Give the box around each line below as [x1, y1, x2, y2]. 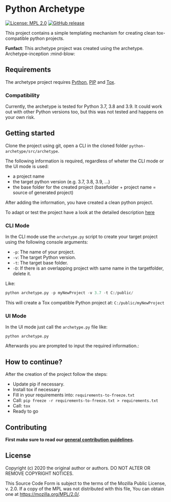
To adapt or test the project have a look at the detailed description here [5, 209, 155, 215]
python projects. [30, 35, 65, 41]
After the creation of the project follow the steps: [5, 371, 108, 377]
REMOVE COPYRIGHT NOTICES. [5, 470, 74, 476]
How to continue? [5, 357, 63, 366]
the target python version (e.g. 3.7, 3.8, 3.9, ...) [12, 178, 110, 184]
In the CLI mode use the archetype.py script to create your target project [5, 233, 158, 240]
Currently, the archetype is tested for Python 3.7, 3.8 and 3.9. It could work [5, 103, 162, 110]
